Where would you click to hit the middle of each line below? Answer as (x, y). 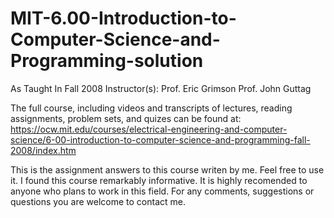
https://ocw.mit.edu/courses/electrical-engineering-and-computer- (149, 129)
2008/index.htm (43, 150)
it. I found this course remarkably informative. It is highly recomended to (159, 180)
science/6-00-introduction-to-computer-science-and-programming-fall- (160, 139)
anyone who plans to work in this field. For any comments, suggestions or (162, 191)
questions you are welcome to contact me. (98, 201)
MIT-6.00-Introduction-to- (123, 18)
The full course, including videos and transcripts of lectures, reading (151, 108)
